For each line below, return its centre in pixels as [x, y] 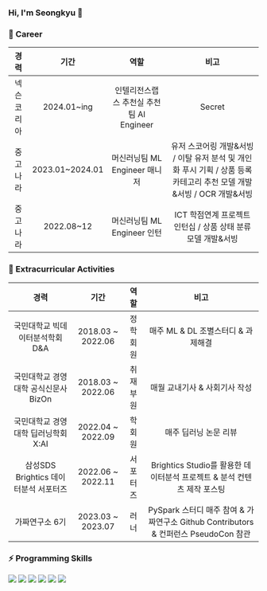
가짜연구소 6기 [41, 522]
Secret [212, 107]
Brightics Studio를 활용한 [196, 465]
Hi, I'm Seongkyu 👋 [46, 13]
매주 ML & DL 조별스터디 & [197, 331]
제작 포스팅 [206, 489]
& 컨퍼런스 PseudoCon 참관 [201, 534]
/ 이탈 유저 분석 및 [204, 159]
